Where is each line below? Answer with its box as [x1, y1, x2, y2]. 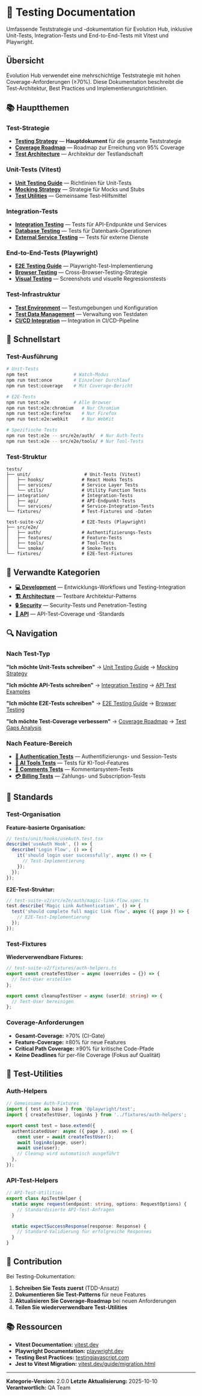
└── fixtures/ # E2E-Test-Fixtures [6, 551, 133, 557]
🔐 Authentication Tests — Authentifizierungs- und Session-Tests [14, 752, 177, 760]
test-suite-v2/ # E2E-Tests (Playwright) [6, 519, 147, 525]
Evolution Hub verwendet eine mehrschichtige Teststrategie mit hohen [6, 72, 181, 79]
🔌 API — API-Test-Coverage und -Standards [14, 610, 125, 617]
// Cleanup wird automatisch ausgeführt [17, 1150, 120, 1157]
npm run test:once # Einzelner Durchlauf [6, 377, 130, 384]
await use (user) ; [17, 1145, 61, 1151]
